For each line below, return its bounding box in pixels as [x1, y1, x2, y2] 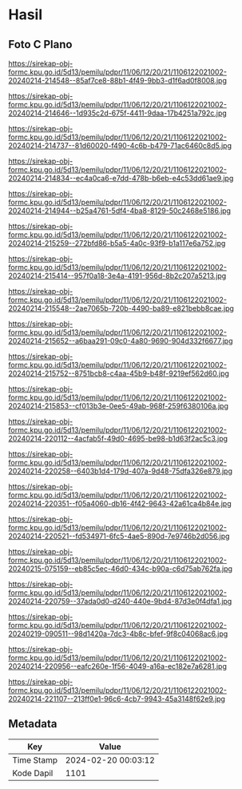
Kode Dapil [12, 767, 54, 779]
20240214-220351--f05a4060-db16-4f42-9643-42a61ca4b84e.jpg [8, 499, 232, 508]
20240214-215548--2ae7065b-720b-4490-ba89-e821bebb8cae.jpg [8, 304, 234, 313]
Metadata [8, 717, 58, 731]
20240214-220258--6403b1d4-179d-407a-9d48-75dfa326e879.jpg [8, 466, 233, 476]
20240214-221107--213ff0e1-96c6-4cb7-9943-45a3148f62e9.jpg [8, 694, 226, 703]
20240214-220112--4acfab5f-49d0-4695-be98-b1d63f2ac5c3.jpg [8, 434, 228, 443]
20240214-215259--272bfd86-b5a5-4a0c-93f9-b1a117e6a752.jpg [8, 239, 226, 248]
